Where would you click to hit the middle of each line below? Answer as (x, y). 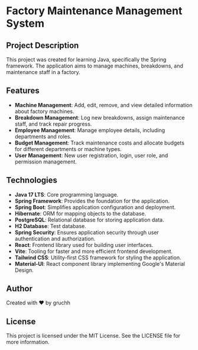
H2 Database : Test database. (51, 226)
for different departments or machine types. (68, 149)
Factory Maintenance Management (94, 11)
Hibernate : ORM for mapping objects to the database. (80, 213)
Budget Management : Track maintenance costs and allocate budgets (100, 143)
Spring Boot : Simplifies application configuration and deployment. (95, 207)
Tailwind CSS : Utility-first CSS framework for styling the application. (98, 257)
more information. (28, 342)
